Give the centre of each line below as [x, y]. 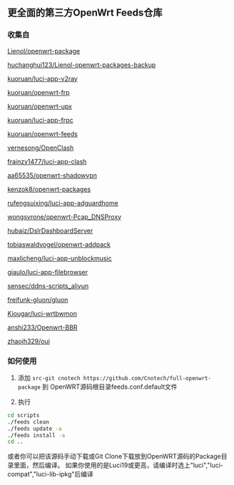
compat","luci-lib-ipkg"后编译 [51, 474]
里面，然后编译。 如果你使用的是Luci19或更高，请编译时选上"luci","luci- [118, 465]
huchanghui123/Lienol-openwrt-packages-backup [82, 65]
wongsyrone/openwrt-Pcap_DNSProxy [65, 217]
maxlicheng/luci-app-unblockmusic [60, 258]
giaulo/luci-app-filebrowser [48, 272]
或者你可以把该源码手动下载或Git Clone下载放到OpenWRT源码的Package [114, 456]
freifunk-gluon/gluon [38, 300]
